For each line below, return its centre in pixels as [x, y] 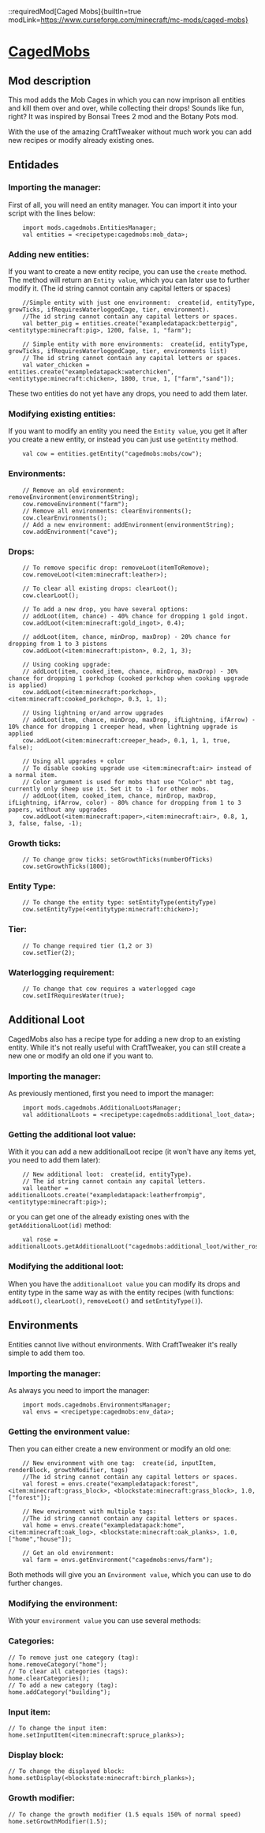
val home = [40, 1526]
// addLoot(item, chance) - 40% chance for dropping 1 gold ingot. [135, 616]
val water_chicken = [56, 365]
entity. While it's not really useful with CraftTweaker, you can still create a [127, 1047]
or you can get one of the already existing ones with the [99, 1217]
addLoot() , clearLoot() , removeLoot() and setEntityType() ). [106, 1300]
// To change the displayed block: [67, 1771]
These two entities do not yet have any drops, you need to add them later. [128, 393]
